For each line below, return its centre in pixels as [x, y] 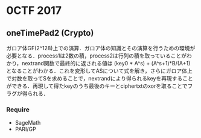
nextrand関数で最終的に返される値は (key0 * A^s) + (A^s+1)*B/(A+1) [106, 63]
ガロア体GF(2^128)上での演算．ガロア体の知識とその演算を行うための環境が [101, 48]
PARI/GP [25, 129]
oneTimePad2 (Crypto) [50, 33]
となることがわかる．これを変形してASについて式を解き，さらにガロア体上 [99, 71]
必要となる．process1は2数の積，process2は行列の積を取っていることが [97, 56]
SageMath [28, 123]
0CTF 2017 [34, 11]
